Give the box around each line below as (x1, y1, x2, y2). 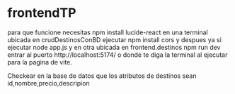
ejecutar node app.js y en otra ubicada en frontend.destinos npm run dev (7, 43, 221, 51)
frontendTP (7, 5, 76, 21)
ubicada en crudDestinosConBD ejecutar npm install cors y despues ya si (7, 35, 222, 43)
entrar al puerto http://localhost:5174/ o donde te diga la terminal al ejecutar (7, 51, 228, 59)
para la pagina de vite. (7, 58, 73, 66)
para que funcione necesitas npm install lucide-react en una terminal (7, 28, 208, 36)
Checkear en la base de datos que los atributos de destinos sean (7, 72, 197, 80)
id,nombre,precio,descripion (7, 79, 90, 87)
